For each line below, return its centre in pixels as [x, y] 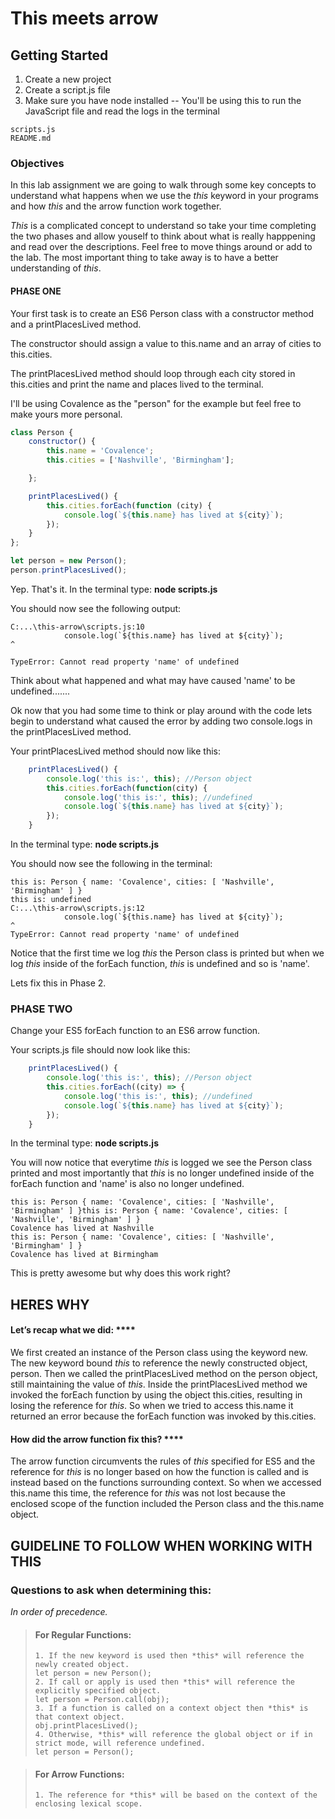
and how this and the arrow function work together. [116, 206]
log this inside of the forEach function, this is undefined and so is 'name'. [160, 963]
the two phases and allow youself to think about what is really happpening [163, 236]
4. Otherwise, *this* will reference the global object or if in [173, 1735]
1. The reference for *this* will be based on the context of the [176, 1795]
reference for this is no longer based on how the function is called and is [159, 1472]
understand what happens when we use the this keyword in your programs [164, 196]
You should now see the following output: [96, 608]
